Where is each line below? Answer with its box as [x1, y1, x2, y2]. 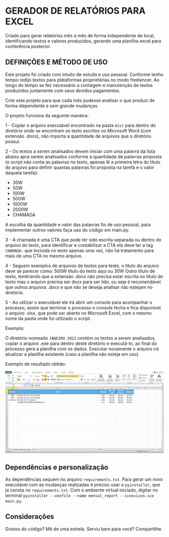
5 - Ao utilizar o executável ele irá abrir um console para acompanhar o [5, 299, 152, 305]
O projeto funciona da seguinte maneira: [5, 112, 89, 118]
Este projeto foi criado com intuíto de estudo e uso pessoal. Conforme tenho [5, 71, 163, 77]
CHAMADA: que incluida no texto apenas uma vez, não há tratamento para [5, 247, 154, 253]
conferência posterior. [5, 43, 51, 49]
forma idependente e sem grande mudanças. [5, 103, 99, 109]
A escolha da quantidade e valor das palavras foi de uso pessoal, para [5, 221, 151, 228]
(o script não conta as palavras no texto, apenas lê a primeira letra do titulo [5, 159, 161, 165]
